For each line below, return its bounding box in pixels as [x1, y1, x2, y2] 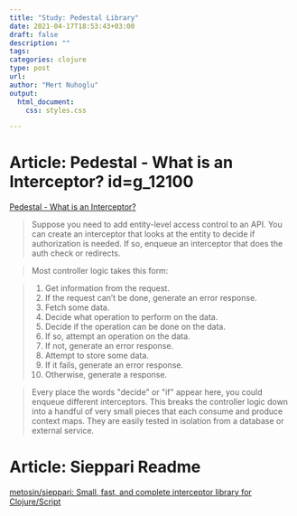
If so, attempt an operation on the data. [44, 331, 191, 342]
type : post [9, 64, 51, 73]
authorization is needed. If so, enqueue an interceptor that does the [31, 239, 283, 249]
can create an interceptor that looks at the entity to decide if [31, 229, 255, 239]
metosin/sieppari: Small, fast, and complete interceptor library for [9, 487, 253, 498]
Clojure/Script [9, 496, 61, 507]
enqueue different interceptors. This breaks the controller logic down [31, 397, 289, 408]
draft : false [9, 30, 59, 39]
